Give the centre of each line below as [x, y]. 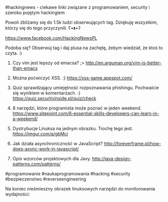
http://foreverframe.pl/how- [133, 143]
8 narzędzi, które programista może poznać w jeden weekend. [77, 108]
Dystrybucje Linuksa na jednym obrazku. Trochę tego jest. [73, 128]
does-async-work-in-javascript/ [46, 149]
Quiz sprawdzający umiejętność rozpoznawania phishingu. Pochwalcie [86, 88]
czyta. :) [14, 53]
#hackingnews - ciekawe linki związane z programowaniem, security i [77, 7]
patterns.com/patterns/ [37, 164]
